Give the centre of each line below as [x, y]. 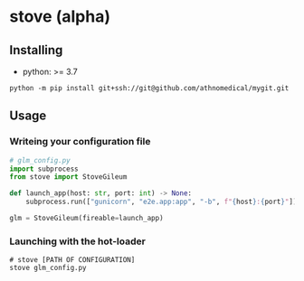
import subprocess [44, 169]
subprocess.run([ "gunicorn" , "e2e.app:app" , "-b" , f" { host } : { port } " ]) [161, 202]
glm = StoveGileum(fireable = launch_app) [87, 219]
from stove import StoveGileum [68, 177]
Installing [36, 50]
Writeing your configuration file [80, 142]
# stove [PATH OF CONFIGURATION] [72, 260]
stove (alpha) [60, 17]
